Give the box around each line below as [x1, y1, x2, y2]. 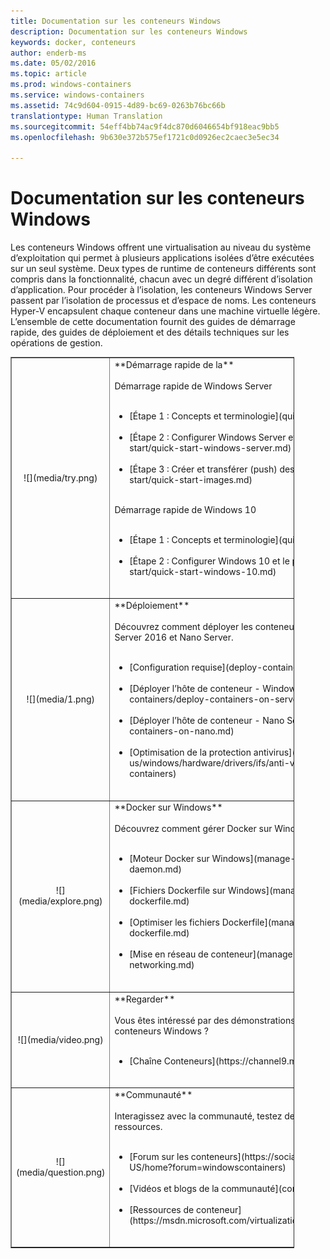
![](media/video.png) [17, 1033, 104, 1045]
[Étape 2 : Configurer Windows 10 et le [129, 555, 290, 567]
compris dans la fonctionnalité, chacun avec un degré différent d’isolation [10, 273, 313, 285]
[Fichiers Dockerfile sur [129, 885, 226, 897]
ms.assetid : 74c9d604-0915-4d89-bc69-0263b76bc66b [10, 100, 226, 110]
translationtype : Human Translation [10, 111, 163, 121]
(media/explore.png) [18, 895, 103, 907]
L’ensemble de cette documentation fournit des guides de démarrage [10, 316, 296, 328]
